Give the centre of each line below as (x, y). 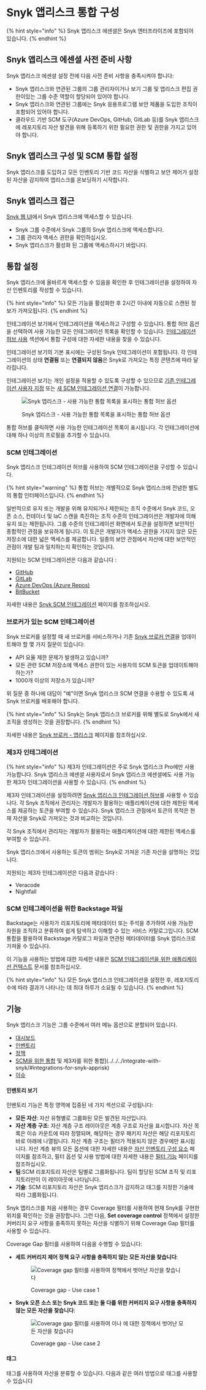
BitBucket (27, 592)
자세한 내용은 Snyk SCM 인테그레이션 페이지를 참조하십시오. (78, 604)
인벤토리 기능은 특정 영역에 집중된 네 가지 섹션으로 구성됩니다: (80, 1105)
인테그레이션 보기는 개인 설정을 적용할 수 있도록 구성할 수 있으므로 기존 (90, 381)
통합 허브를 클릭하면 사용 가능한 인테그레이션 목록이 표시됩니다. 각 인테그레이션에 (103, 428)
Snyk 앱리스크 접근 (40, 201)
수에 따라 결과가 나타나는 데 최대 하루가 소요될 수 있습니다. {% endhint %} (95, 988)
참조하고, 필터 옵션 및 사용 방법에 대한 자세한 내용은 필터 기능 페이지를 (115, 1157)
